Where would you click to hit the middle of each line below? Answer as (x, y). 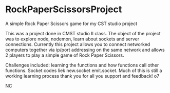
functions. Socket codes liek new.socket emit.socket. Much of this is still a (84, 71)
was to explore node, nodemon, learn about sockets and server (72, 39)
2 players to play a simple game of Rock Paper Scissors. (65, 55)
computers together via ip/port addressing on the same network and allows (85, 50)
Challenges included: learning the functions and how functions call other (82, 65)
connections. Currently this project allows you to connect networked (78, 44)
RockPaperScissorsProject (64, 9)
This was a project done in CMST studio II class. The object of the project (83, 33)
